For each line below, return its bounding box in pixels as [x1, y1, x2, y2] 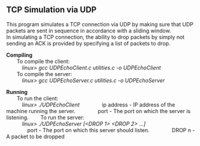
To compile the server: [17, 70, 72, 77]
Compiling [6, 51, 33, 59]
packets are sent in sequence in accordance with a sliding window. [6, 27, 172, 34]
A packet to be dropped [6, 133, 65, 140]
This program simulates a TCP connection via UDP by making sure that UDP [6, 20, 193, 28]
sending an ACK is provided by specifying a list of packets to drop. [6, 39, 171, 47]
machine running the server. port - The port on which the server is [6, 107, 190, 114]
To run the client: [17, 95, 59, 102]
